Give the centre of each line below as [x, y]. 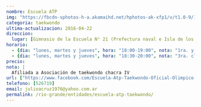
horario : [17, 45]
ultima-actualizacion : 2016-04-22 [49, 28]
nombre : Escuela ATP [32, 12]
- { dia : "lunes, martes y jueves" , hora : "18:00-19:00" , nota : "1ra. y [103, 51]
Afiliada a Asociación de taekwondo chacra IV [71, 73]
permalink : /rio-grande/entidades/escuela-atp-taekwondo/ [80, 95]
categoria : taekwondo [33, 23]
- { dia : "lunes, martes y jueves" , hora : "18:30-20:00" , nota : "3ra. [100, 56]
